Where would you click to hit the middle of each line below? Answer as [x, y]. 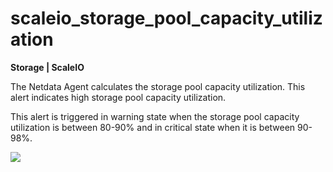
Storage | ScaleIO [47, 67]
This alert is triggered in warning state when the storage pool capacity [155, 116]
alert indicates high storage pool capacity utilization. [118, 97]
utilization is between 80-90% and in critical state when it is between [153, 127]
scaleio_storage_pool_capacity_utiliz [166, 18]
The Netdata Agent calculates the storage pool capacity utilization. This [158, 86]
